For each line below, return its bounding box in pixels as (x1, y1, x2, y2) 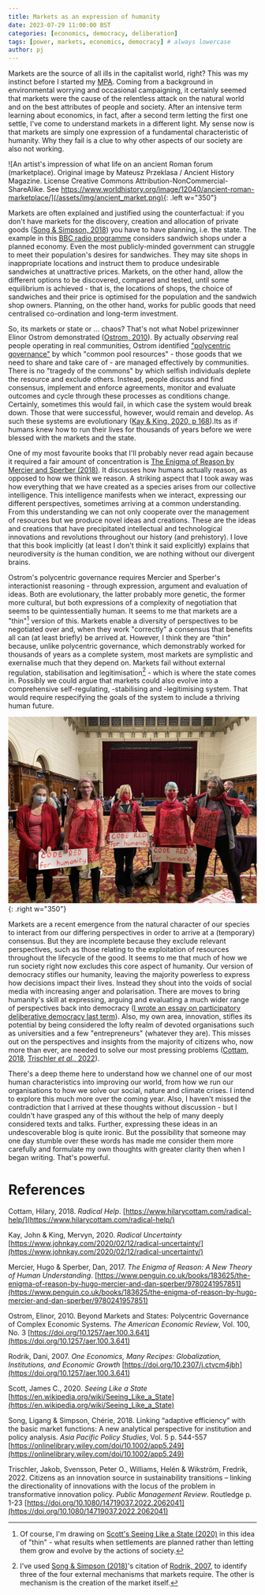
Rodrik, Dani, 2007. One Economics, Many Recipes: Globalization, (8, 1352, 222, 1361)
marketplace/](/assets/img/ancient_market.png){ (8, 193, 167, 203)
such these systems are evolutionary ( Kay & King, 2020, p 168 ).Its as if (8, 417, 238, 426)
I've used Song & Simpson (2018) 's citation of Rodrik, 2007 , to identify (19, 1561, 248, 1571)
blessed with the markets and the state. (8, 433, 136, 443)
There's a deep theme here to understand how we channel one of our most (8, 1069, 252, 1079)
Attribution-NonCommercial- (135, 176, 229, 185)
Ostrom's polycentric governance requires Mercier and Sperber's (8, 573, 221, 582)
